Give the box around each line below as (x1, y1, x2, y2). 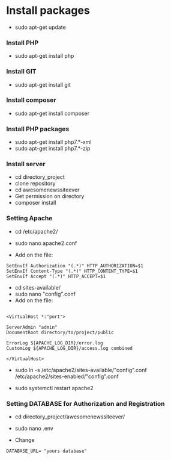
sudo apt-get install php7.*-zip (14, 145, 91, 152)
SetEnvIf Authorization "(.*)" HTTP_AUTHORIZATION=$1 (6, 263, 144, 269)
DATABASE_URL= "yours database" (6, 448, 87, 455)
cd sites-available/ (14, 284, 61, 291)
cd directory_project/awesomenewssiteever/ (14, 413, 125, 420)
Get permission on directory (14, 193, 85, 200)
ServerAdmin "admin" (6, 324, 58, 330)
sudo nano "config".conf (14, 290, 76, 297)
